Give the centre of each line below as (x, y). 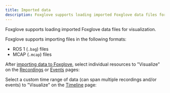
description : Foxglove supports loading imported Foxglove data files (81, 15)
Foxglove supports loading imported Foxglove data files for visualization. (81, 29)
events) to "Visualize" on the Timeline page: (51, 85)
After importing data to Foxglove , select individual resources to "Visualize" (83, 64)
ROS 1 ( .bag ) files (31, 49)
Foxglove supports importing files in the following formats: (66, 39)
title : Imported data (28, 10)
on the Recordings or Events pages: (42, 70)
